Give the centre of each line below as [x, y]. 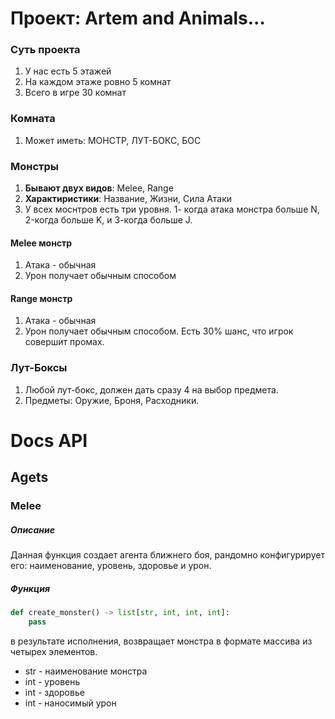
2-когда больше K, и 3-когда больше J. [108, 220]
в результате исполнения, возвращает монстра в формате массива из [161, 641]
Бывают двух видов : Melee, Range [99, 188]
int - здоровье [54, 692]
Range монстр [41, 298]
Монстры [35, 166]
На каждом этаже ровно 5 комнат [98, 82]
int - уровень [52, 681]
